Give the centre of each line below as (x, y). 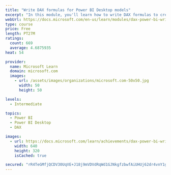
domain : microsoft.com (34, 71)
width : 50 (29, 85)
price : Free (18, 29)
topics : (13, 113)
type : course (19, 24)
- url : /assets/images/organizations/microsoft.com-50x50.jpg (82, 81)
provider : (16, 62)
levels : (13, 99)
